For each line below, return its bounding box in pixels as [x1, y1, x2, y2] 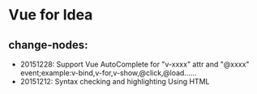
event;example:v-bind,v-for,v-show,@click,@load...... [19, 68, 197, 78]
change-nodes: [8, 38, 88, 52]
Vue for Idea [8, 6, 93, 24]
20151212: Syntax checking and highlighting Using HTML [19, 77, 210, 86]
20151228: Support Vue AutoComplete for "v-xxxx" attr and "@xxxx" [19, 59, 250, 69]
